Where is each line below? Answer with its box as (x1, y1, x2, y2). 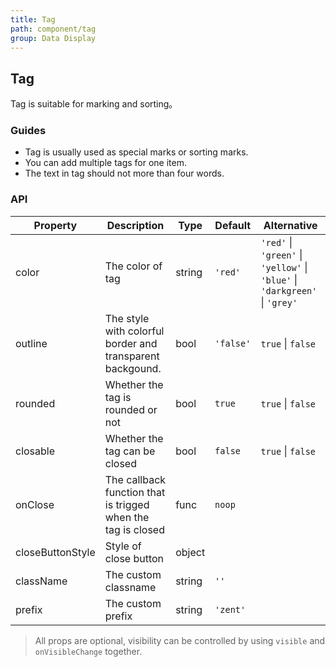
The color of (104, 259, 163, 273)
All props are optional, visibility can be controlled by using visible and (34, 634, 326, 646)
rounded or (104, 402, 158, 416)
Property (33, 218, 78, 232)
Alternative (263, 218, 318, 232)
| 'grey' (260, 295, 298, 309)
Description (106, 218, 165, 232)
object (175, 545, 206, 559)
